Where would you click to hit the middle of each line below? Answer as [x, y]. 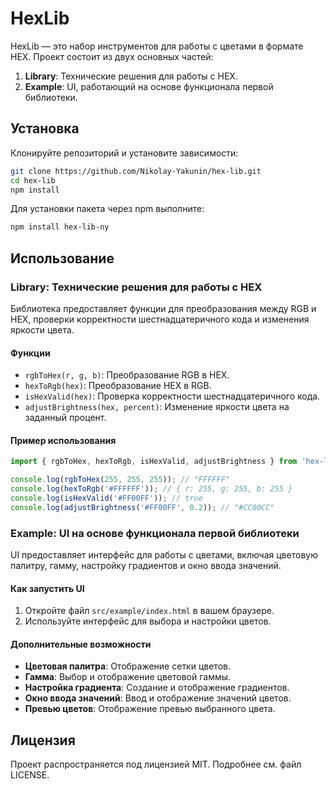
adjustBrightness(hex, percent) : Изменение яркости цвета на [157, 407]
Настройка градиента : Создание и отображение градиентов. [157, 688]
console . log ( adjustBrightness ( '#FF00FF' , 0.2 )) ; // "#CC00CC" [142, 507]
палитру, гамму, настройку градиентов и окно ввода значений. [146, 566]
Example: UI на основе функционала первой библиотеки [155, 533]
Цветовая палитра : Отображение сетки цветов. [127, 666]
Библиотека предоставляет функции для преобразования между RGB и [163, 308]
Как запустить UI [47, 588]
